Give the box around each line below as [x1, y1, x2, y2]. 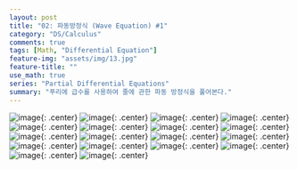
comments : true [9, 37, 66, 47]
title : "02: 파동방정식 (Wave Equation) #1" [9, 21, 168, 30]
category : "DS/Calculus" [9, 29, 102, 38]
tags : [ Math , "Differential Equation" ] [9, 46, 158, 55]
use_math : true [9, 71, 66, 80]
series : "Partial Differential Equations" [9, 79, 170, 88]
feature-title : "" [9, 63, 78, 72]
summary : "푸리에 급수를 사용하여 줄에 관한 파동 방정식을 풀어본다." [9, 87, 232, 96]
